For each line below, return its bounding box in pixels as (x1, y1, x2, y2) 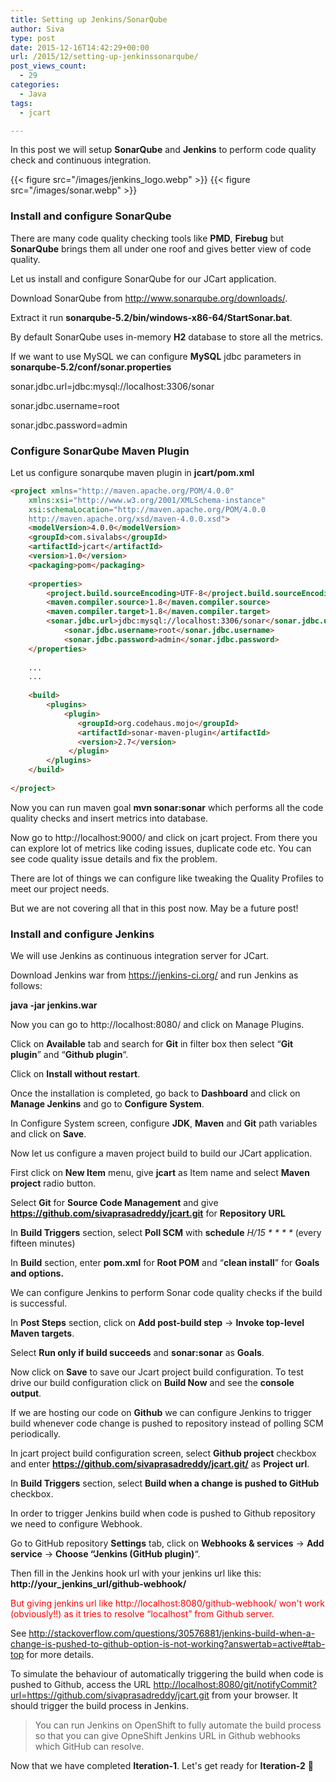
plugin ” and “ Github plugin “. (10, 1049, 129, 1061)
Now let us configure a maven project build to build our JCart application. (10, 1147, 313, 1160)
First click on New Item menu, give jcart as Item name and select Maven (10, 1167, 310, 1179)
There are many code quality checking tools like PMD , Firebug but (10, 232, 285, 244)
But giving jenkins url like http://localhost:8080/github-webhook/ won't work (10, 1597, 325, 1610)
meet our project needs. (10, 882, 110, 895)
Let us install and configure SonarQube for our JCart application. (10, 272, 277, 285)
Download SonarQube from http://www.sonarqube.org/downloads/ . (10, 292, 288, 304)
